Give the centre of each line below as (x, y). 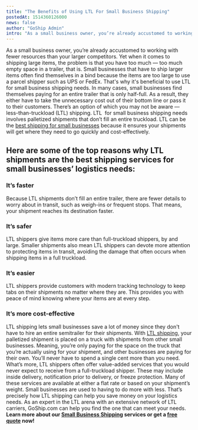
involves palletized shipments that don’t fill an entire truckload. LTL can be (96, 119)
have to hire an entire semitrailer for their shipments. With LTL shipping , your (99, 333)
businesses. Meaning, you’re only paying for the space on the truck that (93, 345)
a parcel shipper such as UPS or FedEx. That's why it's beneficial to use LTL (98, 82)
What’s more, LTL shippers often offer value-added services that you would (98, 364)
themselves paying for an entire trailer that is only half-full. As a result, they (97, 94)
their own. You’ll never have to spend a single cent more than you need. (93, 358)
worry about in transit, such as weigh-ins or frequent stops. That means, (94, 205)
